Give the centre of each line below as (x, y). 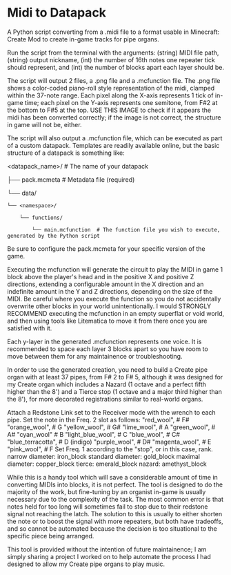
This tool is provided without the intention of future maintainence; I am (107, 549)
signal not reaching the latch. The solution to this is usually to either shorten (115, 513)
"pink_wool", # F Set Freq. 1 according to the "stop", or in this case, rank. (110, 449)
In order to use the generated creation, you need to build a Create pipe (108, 369)
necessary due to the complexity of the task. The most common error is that (115, 499)
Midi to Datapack (57, 13)
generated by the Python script (53, 236)
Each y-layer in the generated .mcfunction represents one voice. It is (104, 341)
